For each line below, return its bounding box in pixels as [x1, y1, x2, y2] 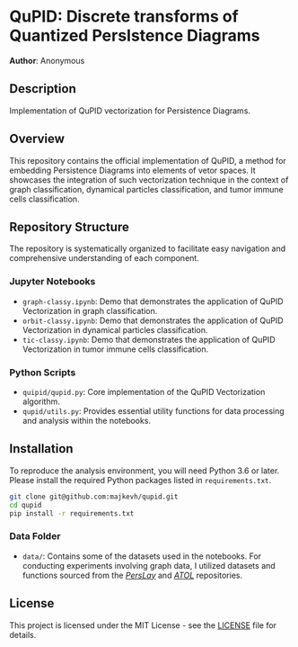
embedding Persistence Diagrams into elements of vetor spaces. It [9, 165, 256, 175]
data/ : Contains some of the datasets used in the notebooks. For [22, 551, 262, 562]
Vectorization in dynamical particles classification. [22, 324, 208, 335]
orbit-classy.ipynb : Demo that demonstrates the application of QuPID [22, 315, 285, 326]
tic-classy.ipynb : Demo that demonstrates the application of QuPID [22, 334, 276, 345]
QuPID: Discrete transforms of [9, 6, 240, 27]
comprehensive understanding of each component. [9, 253, 199, 264]
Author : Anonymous [9, 55, 85, 66]
